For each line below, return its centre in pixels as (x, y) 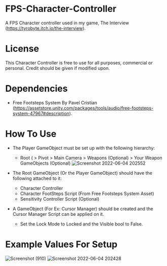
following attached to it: (37, 178)
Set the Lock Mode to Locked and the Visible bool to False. (81, 224)
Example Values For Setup (61, 244)
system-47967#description (41, 113)
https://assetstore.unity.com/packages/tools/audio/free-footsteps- (84, 108)
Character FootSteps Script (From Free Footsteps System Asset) (87, 194)
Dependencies (36, 89)
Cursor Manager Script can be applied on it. (58, 214)
